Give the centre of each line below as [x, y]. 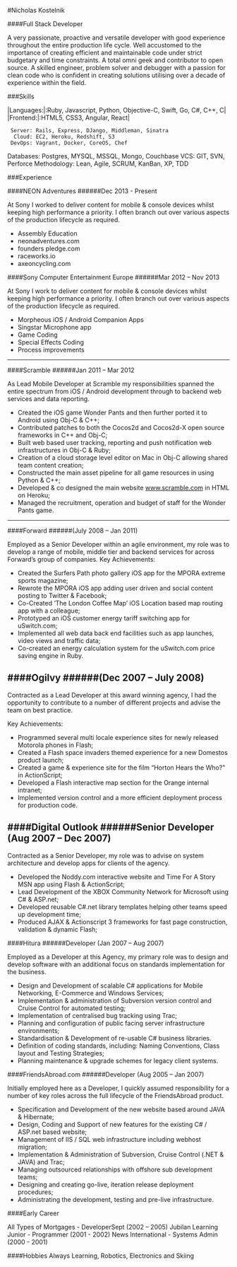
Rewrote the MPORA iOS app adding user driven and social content [115, 588]
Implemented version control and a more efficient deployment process [120, 797]
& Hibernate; [36, 1116]
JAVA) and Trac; [41, 1162]
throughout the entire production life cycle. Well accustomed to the [105, 45]
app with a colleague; [49, 611]
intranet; [30, 790]
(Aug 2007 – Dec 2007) [59, 839]
